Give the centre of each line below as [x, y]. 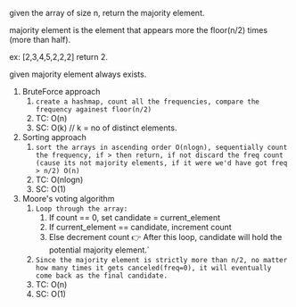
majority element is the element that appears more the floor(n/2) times [139, 30]
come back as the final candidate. [101, 276]
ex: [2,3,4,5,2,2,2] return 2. [59, 57]
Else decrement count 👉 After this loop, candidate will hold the [165, 237]
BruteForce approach [61, 91]
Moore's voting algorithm [68, 199]
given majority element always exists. [78, 74]
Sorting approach [54, 137]
